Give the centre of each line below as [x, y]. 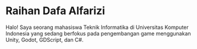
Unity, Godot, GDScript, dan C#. [45, 40]
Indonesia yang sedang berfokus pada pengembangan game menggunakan [98, 33]
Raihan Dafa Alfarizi [55, 11]
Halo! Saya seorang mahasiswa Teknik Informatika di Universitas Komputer [97, 27]
